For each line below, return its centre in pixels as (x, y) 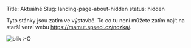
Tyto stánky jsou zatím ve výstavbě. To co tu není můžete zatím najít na (96, 20)
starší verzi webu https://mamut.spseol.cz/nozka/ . (69, 27)
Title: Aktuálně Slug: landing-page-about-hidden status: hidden (86, 9)
